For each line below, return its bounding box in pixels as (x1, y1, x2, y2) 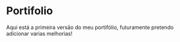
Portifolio (6, 4, 53, 18)
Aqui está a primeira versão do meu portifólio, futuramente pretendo (6, 24, 174, 31)
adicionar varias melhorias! (6, 30, 73, 37)
